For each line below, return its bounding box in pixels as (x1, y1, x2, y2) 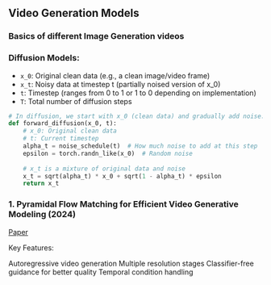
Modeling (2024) (8, 209, 77, 220)
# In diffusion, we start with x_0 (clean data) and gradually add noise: (8, 112, 265, 120)
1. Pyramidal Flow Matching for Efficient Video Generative (8, 199, 240, 210)
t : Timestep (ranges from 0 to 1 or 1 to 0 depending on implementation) (19, 88, 256, 98)
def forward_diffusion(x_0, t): (8, 119, 117, 128)
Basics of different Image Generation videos (8, 31, 185, 42)
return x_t (23, 179, 60, 188)
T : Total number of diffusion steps (19, 96, 132, 106)
